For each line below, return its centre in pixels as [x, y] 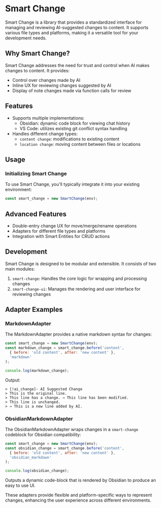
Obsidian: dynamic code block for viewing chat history [75, 123]
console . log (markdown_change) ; [37, 371]
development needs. [26, 38]
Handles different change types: [45, 134]
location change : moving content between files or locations [80, 144]
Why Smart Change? [38, 53]
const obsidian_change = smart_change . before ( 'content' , [65, 448]
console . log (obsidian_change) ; [37, 471]
